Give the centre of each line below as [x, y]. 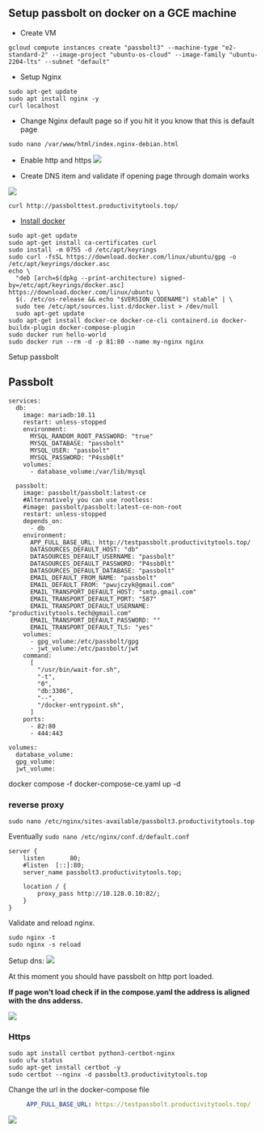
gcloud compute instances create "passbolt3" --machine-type [114, 48]
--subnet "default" [77, 61]
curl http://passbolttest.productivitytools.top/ [94, 205]
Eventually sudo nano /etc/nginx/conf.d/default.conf [99, 836]
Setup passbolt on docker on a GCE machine [122, 13]
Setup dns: [26, 961]
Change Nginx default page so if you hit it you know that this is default [137, 120]
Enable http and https [56, 160]
